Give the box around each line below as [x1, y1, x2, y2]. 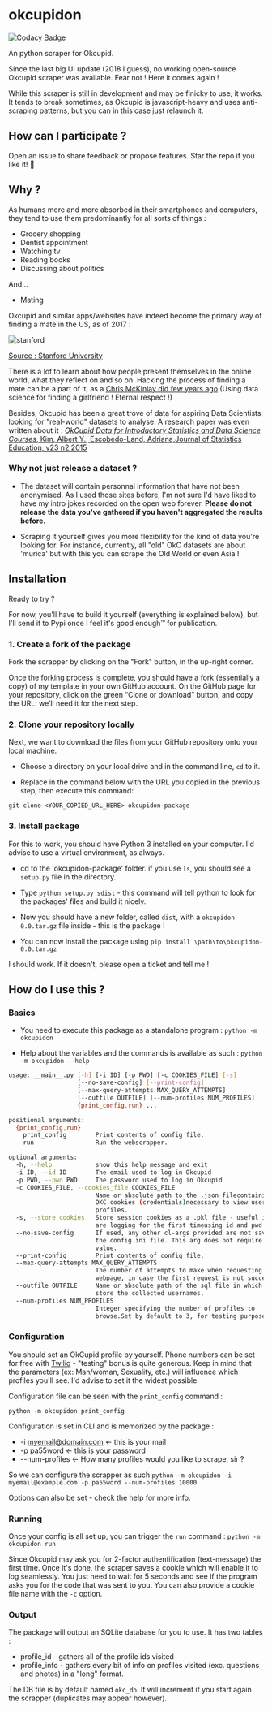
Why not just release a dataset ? [8, 463, 138, 474]
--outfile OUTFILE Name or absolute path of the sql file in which [15, 1281, 263, 1290]
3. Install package [8, 820, 79, 832]
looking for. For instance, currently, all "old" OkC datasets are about [19, 540, 246, 550]
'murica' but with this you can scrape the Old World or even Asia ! [19, 548, 240, 558]
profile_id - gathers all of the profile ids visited [19, 1652, 174, 1661]
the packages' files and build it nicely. [19, 896, 147, 906]
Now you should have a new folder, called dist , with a [19, 912, 201, 922]
